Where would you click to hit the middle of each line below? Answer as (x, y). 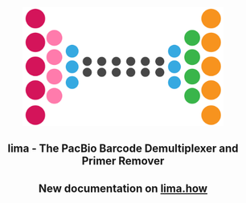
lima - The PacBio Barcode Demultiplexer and (123, 149)
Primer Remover (123, 161)
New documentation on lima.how (123, 188)
